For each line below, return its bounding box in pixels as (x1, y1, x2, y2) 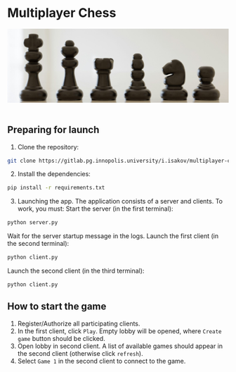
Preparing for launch (7, 124, 100, 136)
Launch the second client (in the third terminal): (7, 266, 145, 275)
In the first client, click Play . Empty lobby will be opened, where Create (17, 326, 222, 335)
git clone (7, 157, 37, 164)
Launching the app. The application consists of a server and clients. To (17, 197, 223, 206)
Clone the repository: (17, 142, 79, 151)
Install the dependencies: (17, 170, 91, 178)
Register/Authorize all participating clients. (17, 319, 140, 328)
